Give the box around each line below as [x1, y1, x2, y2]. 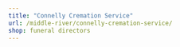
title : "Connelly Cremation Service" [8, 11, 134, 20]
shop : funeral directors [8, 26, 91, 34]
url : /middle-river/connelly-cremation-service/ [8, 19, 173, 27]
